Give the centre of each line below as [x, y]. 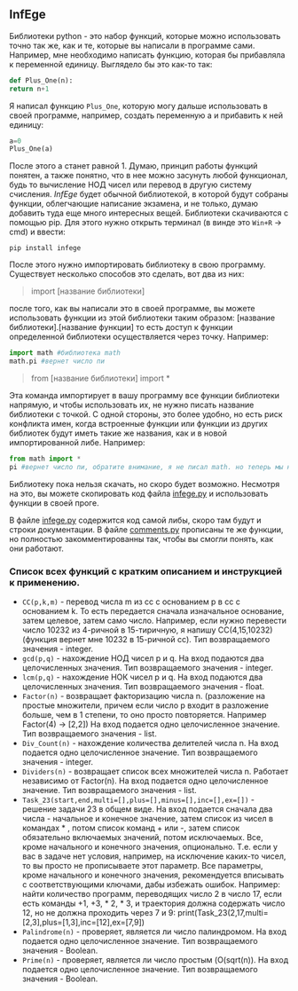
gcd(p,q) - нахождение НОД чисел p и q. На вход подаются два [143, 658]
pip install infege [45, 248]
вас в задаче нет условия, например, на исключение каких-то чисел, [154, 856]
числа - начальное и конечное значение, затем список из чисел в [147, 819]
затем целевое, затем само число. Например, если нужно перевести [154, 621]
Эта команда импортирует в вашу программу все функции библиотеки [145, 396]
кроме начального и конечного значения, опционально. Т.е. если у [149, 847]
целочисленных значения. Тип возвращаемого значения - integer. [147, 668]
